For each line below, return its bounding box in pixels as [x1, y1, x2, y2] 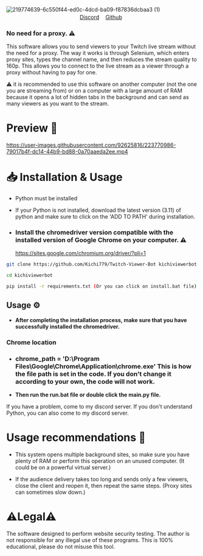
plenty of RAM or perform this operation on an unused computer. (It [15, 457, 185, 465]
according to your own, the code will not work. [15, 377, 155, 385]
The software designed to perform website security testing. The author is [6, 530, 190, 537]
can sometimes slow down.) [15, 488, 86, 496]
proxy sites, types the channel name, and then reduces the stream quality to [6, 56, 198, 63]
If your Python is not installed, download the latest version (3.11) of [15, 206, 181, 214]
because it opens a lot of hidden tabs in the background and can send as [6, 94, 190, 101]
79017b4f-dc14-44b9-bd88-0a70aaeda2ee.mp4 [6, 148, 129, 155]
